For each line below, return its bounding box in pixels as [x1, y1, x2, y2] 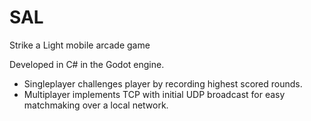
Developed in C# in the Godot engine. [9, 58, 165, 70]
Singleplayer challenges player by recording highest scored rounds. [23, 77, 303, 90]
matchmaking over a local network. [23, 99, 169, 111]
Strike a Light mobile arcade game [9, 39, 151, 51]
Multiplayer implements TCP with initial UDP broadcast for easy [23, 88, 286, 100]
